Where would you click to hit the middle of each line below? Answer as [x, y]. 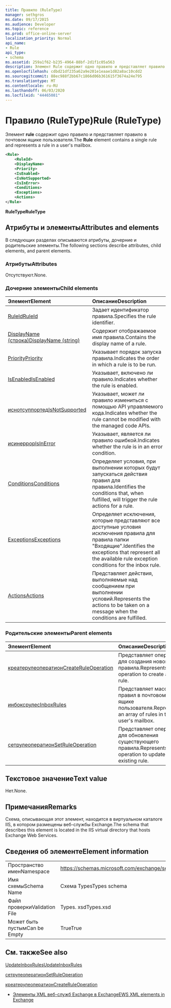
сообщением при [113, 586]
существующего [138, 741]
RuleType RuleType [25, 211]
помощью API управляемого [127, 407]
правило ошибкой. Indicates [126, 440]
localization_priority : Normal [38, 39]
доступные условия [117, 527]
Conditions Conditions [34, 484]
